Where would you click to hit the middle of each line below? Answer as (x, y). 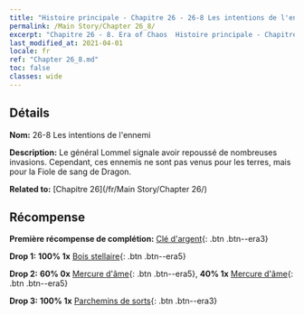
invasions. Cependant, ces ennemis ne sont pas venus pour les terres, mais (150, 162)
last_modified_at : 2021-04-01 (66, 43)
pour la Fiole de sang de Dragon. (71, 171)
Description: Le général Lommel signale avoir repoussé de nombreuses (143, 152)
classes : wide (36, 77)
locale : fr (30, 51)
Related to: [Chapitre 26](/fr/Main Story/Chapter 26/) (109, 189)
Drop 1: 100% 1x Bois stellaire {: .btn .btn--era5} (98, 256)
